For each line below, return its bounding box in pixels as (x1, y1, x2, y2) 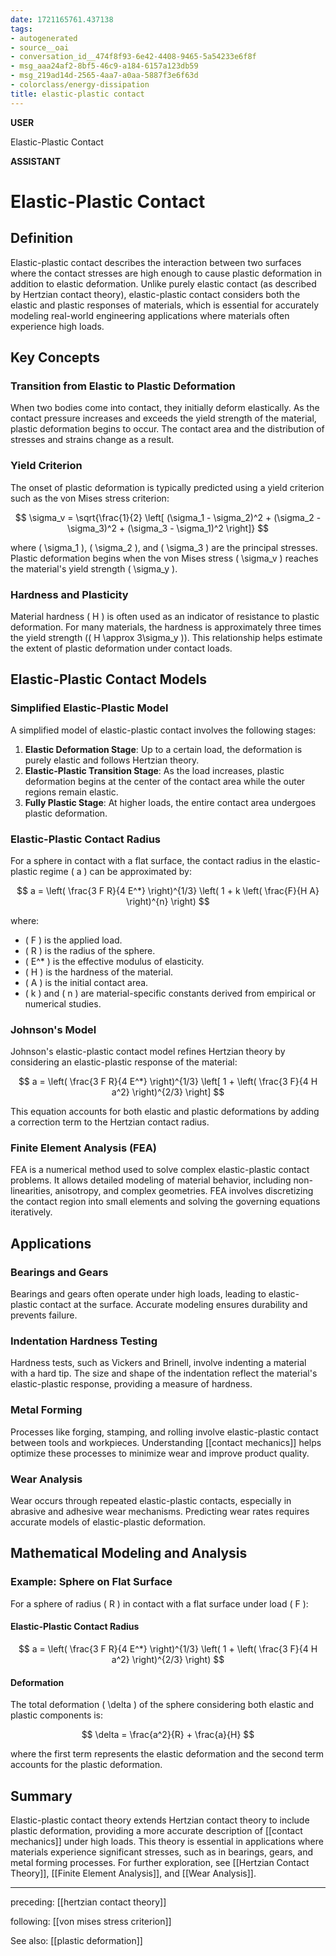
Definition (10, 230, 73, 247)
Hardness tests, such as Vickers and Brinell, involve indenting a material (10, 1357, 307, 1369)
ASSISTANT (10, 155, 62, 167)
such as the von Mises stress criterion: (10, 492, 170, 504)
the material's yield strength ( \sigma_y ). (10, 562, 178, 575)
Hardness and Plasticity (10, 587, 129, 601)
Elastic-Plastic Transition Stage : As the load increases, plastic (24, 764, 285, 776)
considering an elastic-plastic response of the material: (10, 1056, 238, 1068)
